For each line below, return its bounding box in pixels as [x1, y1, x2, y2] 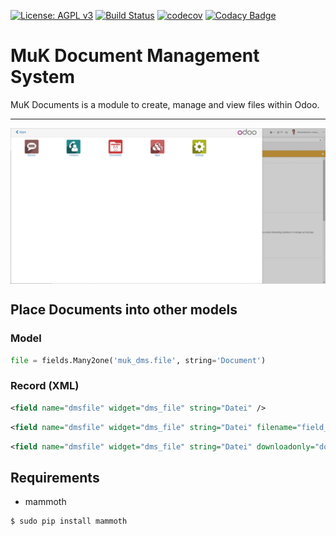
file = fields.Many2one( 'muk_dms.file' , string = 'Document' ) [10, 355, 267, 365]
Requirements [10, 469, 100, 486]
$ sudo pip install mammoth [10, 516, 128, 527]
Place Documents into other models [10, 301, 238, 319]
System [10, 66, 76, 89]
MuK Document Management [10, 45, 260, 67]
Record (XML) [10, 379, 80, 393]
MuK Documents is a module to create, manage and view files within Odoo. [10, 98, 320, 110]
